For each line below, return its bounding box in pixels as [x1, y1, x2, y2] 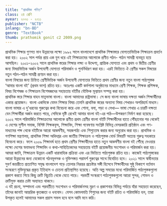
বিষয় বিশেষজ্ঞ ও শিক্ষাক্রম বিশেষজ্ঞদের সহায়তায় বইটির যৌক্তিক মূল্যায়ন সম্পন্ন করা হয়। [5, 88, 126, 94]
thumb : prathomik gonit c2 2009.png [5, 35, 81, 40]
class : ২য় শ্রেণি [5, 12, 32, 17]
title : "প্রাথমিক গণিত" [5, 7, 43, 12]
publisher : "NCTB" [5, 21, 43, 26]
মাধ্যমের [5, 127, 16, 133]
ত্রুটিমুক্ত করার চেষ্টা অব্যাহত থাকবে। [5, 178, 56, 184]
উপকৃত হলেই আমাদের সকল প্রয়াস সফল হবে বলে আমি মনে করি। [5, 195, 97, 201]
